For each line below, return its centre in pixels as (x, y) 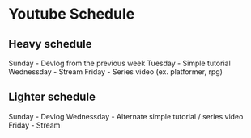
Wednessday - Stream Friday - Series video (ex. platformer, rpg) (115, 72)
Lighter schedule (52, 97)
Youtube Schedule (72, 14)
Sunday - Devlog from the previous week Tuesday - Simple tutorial (119, 63)
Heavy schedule (50, 44)
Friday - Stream (34, 125)
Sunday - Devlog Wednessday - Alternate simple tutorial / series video (126, 116)
